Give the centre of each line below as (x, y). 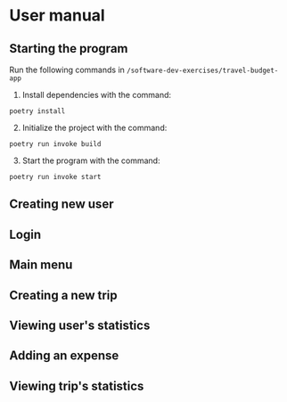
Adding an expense (64, 356)
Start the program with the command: (91, 160)
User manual (57, 16)
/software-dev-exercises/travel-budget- (202, 70)
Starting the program (69, 49)
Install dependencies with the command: (97, 95)
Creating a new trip (63, 295)
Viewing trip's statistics (77, 386)
